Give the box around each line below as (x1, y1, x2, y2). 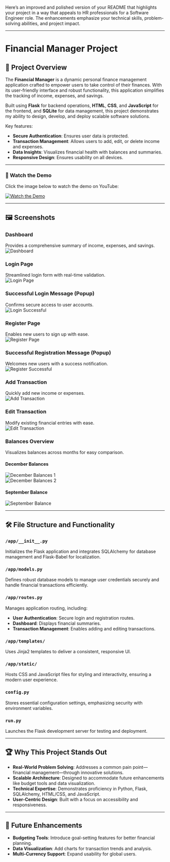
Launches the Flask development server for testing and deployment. (5, 728, 148, 734)
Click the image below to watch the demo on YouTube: (5, 183, 119, 190)
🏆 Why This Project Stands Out (5, 748, 107, 757)
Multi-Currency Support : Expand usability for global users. (12, 851, 137, 857)
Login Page (5, 260, 34, 268)
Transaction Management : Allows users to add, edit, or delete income (12, 138, 160, 144)
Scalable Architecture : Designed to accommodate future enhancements (12, 775, 164, 781)
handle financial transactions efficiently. (5, 582, 89, 588)
